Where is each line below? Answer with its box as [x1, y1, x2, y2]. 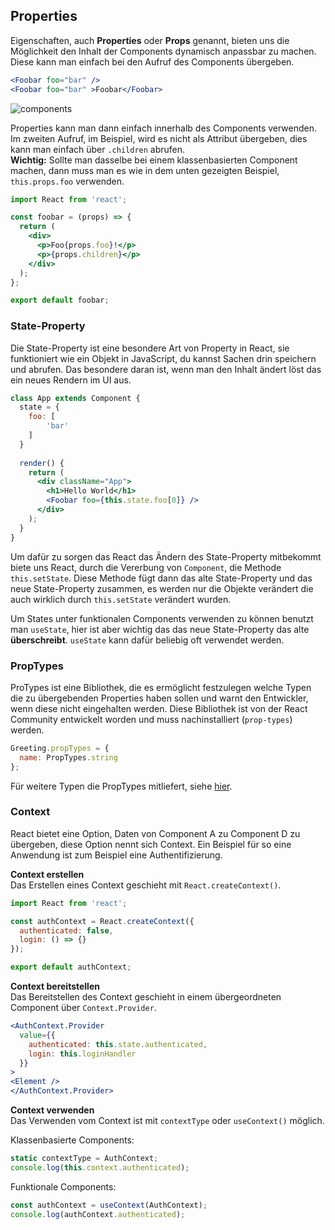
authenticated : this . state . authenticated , [28, 1039, 208, 1049]
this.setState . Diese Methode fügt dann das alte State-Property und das [10, 572, 313, 584]
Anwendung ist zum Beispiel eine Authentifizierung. [10, 849, 223, 861]
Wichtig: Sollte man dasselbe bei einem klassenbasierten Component [10, 154, 298, 166]
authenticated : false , [19, 925, 114, 936]
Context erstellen [10, 868, 85, 880]
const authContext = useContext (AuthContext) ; [10, 1200, 208, 1210]
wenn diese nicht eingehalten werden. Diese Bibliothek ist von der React [10, 702, 308, 714]
